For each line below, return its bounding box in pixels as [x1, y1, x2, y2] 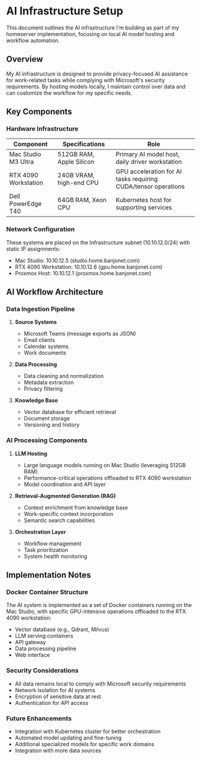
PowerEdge [9, 200, 42, 208]
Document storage [23, 415, 70, 422]
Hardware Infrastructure [6, 125, 79, 133]
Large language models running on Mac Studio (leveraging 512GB [23, 461, 186, 468]
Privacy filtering [23, 385, 63, 392]
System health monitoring [23, 552, 88, 560]
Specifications [62, 140, 105, 148]
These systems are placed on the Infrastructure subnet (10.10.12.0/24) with [6, 239, 190, 246]
